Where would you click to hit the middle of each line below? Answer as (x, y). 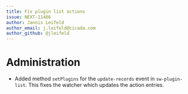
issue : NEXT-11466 (28, 17)
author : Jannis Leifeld (35, 22)
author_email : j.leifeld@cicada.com (51, 28)
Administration (43, 63)
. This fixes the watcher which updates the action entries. (95, 85)
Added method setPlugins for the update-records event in (85, 79)
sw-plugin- (169, 79)
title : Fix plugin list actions (46, 11)
